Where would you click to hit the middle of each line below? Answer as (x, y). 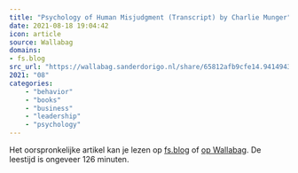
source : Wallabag (41, 42)
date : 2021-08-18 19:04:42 (59, 26)
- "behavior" (49, 91)
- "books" (43, 100)
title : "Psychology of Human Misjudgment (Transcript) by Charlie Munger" (150, 17)
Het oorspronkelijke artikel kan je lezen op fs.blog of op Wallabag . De (135, 150)
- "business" (49, 108)
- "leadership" (53, 116)
